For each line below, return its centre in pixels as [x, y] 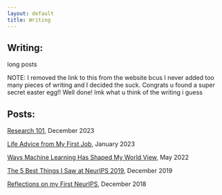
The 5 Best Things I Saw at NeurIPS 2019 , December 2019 [90, 171]
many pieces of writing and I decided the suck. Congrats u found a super [111, 85]
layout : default [30, 13]
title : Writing [29, 20]
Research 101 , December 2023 [51, 131]
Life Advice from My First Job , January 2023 [71, 144]
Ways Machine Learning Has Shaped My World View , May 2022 [98, 157]
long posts [22, 64]
